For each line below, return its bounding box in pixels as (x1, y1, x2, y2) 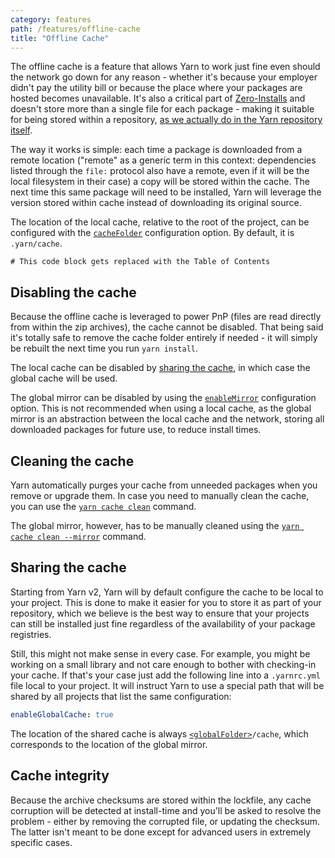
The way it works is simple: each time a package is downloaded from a (10, 144, 303, 156)
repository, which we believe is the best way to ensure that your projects (10, 607, 310, 619)
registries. (10, 628, 52, 640)
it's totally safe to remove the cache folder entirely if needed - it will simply (10, 332, 318, 344)
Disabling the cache (10, 284, 137, 301)
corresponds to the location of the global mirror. (10, 738, 208, 750)
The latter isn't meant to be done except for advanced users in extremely (10, 826, 312, 838)
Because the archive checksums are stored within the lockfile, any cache (10, 794, 312, 806)
